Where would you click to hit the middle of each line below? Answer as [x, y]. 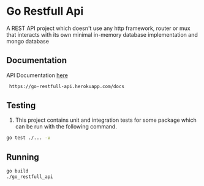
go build [17, 171]
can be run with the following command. [66, 127]
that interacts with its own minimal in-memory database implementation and [102, 34]
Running [23, 157]
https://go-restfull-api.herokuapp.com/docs [66, 86]
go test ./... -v [28, 138]
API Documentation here [37, 75]
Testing [21, 106]
